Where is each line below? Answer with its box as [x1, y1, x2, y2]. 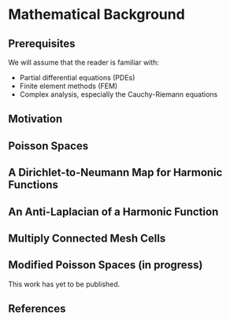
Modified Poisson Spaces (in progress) [8, 258, 203, 272]
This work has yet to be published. [8, 279, 121, 289]
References [8, 302, 66, 315]
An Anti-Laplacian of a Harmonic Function [8, 205, 219, 218]
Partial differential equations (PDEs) [19, 73, 135, 82]
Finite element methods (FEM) [19, 81, 118, 90]
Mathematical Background [8, 6, 185, 24]
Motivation [8, 113, 63, 126]
